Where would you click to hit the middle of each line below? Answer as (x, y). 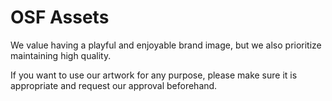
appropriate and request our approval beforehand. (114, 85)
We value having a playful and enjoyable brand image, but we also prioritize (166, 45)
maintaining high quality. (61, 55)
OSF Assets (60, 17)
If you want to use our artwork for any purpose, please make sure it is (154, 75)
